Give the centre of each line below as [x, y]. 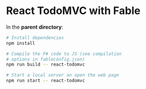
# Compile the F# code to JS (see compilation [64, 54]
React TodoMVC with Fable [73, 11]
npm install [21, 43]
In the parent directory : [35, 27]
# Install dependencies [35, 37]
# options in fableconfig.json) [45, 59]
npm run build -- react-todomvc [45, 65]
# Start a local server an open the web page [62, 75]
